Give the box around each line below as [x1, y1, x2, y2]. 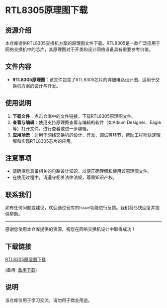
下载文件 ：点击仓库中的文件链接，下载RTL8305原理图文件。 [12, 113, 136, 119]
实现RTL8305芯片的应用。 [21, 138, 76, 144]
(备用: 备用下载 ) [5, 267, 37, 273]
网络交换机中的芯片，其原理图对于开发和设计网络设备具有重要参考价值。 [5, 46, 153, 52]
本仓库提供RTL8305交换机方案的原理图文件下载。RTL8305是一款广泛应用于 [5, 40, 161, 46]
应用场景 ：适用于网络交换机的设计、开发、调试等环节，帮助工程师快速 [12, 132, 157, 138]
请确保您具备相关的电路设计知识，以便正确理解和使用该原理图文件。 [12, 168, 152, 174]
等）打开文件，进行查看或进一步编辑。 [12, 125, 91, 131]
